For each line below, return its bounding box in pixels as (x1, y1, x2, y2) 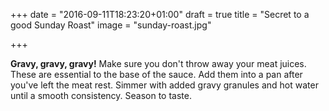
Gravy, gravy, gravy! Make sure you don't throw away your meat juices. (10, 58, 307, 69)
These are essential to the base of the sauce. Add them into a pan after (10, 69, 303, 80)
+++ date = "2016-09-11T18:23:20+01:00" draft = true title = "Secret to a (10, 9, 310, 20)
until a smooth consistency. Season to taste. (10, 90, 192, 101)
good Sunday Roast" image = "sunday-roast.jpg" (10, 19, 212, 31)
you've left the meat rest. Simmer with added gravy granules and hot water (10, 79, 319, 91)
